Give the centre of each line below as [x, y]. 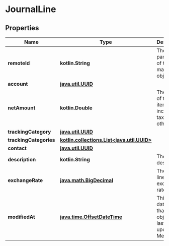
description [22, 160]
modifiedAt [21, 217]
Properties [22, 28]
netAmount [22, 108]
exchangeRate [25, 180]
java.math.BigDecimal [87, 180]
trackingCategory [29, 132]
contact [17, 148]
